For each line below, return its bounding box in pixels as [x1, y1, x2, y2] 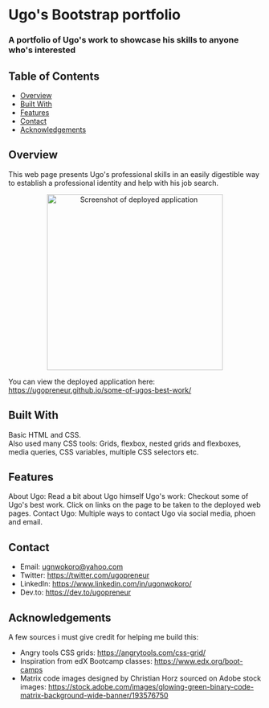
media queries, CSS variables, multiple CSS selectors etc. [8, 447, 199, 456]
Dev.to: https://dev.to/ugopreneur [19, 587, 132, 597]
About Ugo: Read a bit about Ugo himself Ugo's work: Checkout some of [8, 492, 249, 501]
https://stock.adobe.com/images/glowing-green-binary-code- [47, 681, 255, 691]
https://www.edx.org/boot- [153, 656, 243, 665]
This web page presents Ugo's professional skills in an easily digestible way [8, 169, 259, 179]
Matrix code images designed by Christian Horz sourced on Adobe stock [19, 673, 262, 683]
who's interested [8, 44, 76, 56]
